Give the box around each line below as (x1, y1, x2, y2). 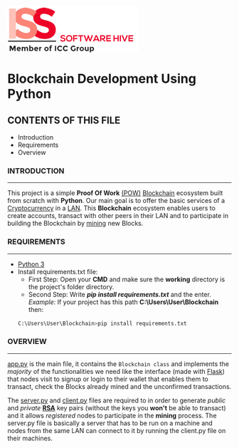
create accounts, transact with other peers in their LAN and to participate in (7, 212, 229, 220)
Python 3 (17, 259, 45, 269)
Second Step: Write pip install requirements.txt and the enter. (28, 290, 212, 298)
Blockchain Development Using (7, 71, 197, 87)
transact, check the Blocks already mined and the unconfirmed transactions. (7, 382, 232, 390)
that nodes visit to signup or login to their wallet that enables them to (7, 375, 208, 383)
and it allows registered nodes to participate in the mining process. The (7, 411, 217, 420)
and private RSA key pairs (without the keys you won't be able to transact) (7, 403, 226, 412)
